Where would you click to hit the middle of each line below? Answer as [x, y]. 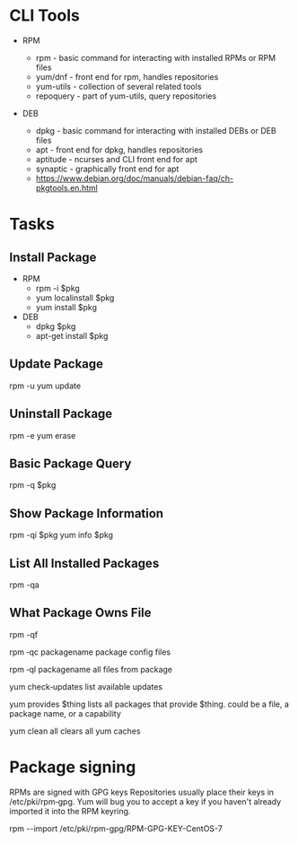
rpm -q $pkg [33, 485]
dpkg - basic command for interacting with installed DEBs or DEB [156, 130]
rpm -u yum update [45, 386]
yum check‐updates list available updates [86, 686]
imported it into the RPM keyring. [70, 811]
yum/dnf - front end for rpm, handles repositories [127, 76]
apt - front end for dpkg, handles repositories [119, 150]
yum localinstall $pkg [75, 298]
